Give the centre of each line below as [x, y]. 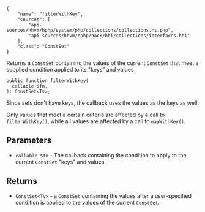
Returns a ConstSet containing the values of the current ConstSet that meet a [102, 63]
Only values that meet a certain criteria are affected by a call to [86, 115]
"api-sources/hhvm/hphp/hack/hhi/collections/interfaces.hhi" [109, 36]
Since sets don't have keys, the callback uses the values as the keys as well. [102, 103]
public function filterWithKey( [47, 81]
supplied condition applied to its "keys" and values [70, 70]
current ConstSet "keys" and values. [60, 162]
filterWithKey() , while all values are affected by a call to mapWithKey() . [96, 121]
